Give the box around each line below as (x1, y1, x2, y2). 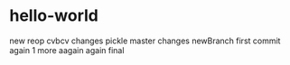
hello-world (9, 5, 99, 26)
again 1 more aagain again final (9, 44, 125, 55)
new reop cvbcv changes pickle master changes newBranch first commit (9, 35, 281, 46)
